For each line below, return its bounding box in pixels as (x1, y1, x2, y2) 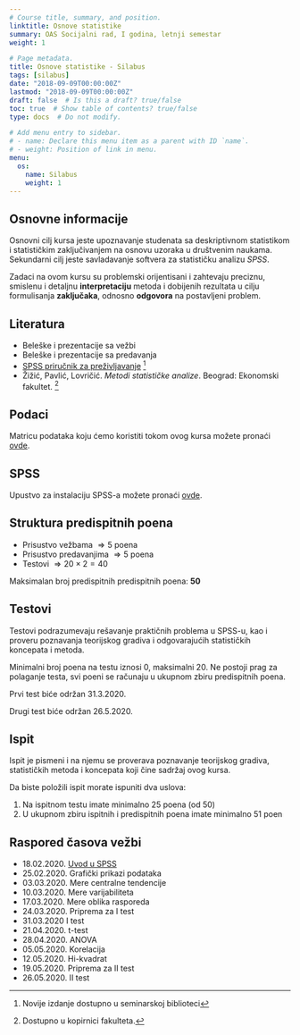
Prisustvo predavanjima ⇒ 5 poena (21, 549, 154, 560)
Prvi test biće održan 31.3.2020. (9, 688, 127, 699)
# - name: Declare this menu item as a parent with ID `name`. (9, 137, 250, 146)
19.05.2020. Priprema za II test (21, 963, 135, 974)
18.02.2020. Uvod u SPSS (21, 859, 118, 870)
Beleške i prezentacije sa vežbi (21, 341, 137, 350)
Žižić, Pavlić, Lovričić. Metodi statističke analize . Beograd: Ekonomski (21, 370, 279, 381)
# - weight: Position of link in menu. (9, 145, 158, 155)
